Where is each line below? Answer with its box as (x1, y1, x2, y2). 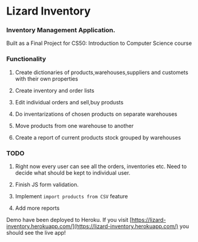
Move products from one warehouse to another (15, 122, 134, 129)
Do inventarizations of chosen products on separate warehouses (15, 110, 177, 118)
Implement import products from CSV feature (15, 193, 128, 200)
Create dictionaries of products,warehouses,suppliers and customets (15, 69, 188, 76)
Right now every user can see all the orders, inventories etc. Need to (15, 163, 187, 170)
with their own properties (15, 75, 78, 82)
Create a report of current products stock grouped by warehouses (15, 133, 181, 141)
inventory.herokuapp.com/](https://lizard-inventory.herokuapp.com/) (6, 223, 179, 230)
